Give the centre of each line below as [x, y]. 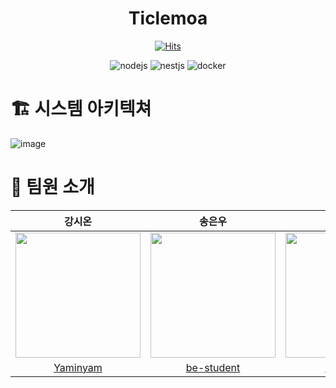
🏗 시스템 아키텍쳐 [81, 109]
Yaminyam [78, 367]
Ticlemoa [168, 18]
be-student [213, 367]
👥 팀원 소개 [52, 187]
